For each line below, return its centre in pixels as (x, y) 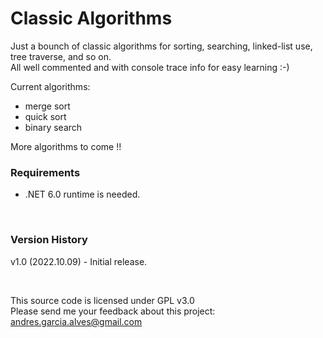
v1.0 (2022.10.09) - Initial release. (79, 261)
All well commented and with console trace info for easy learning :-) (150, 67)
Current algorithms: (50, 86)
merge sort (47, 106)
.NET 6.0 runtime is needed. (82, 194)
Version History (49, 240)
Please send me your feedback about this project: (113, 311)
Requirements (45, 172)
